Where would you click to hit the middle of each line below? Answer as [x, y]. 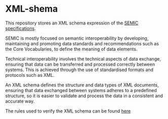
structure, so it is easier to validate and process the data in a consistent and [84, 96]
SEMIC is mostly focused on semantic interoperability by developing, [77, 38]
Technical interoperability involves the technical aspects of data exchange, [83, 58]
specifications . [21, 28]
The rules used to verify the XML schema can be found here [68, 111]
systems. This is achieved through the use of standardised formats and [79, 70]
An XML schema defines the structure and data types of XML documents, [82, 85]
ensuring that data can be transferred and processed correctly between [80, 64]
